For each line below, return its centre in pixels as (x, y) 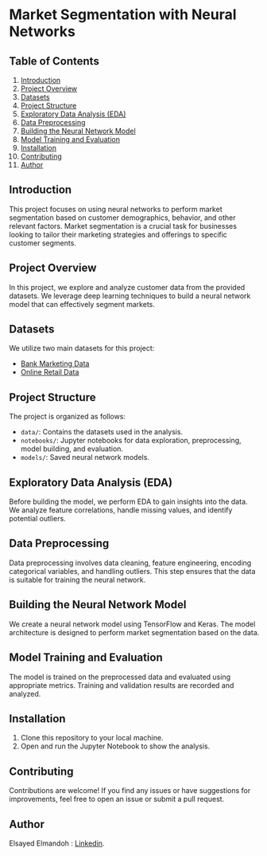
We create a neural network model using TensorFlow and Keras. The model (132, 624)
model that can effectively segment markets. (82, 304)
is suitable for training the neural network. (77, 579)
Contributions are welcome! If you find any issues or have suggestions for (130, 791)
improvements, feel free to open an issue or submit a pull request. (117, 799)
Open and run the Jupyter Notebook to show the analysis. (115, 746)
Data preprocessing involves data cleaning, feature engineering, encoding (130, 563)
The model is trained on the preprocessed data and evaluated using (120, 677)
